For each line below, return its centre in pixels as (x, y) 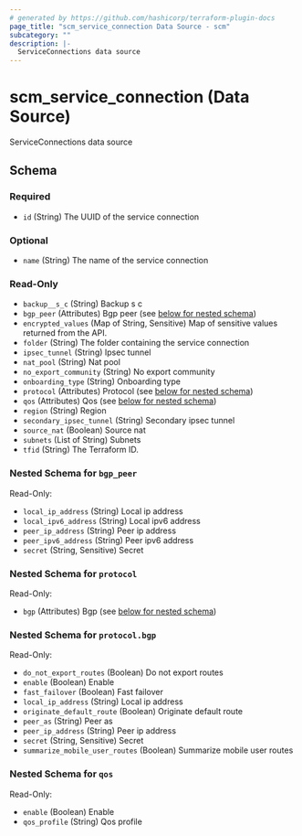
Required (30, 197)
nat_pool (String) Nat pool (72, 362)
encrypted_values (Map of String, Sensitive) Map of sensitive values (150, 323)
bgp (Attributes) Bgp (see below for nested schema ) (120, 611)
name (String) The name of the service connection (115, 261)
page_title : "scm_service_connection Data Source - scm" (120, 27)
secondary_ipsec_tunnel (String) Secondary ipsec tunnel (129, 421)
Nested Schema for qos (62, 774)
